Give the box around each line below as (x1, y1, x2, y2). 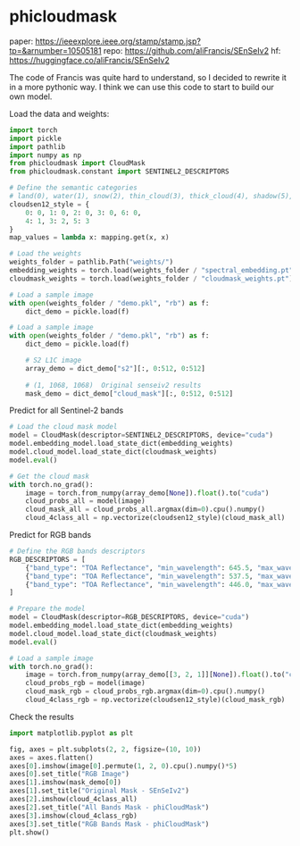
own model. (9, 91, 53, 102)
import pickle (9, 134, 62, 143)
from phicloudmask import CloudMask (9, 159, 146, 168)
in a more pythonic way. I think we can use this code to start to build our (9, 81, 275, 92)
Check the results (9, 711, 74, 722)
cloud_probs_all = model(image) (25, 497, 146, 506)
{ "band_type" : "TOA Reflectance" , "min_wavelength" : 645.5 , (25, 563, 254, 573)
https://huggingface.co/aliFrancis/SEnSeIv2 (9, 54, 170, 65)
